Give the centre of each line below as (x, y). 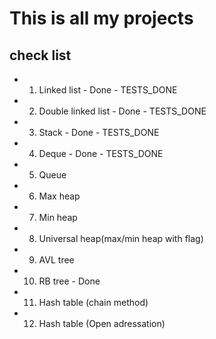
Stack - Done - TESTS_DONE (99, 132)
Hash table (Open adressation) (102, 323)
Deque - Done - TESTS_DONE (101, 153)
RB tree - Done (69, 281)
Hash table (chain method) (93, 302)
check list (40, 55)
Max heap (59, 196)
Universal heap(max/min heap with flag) (121, 238)
